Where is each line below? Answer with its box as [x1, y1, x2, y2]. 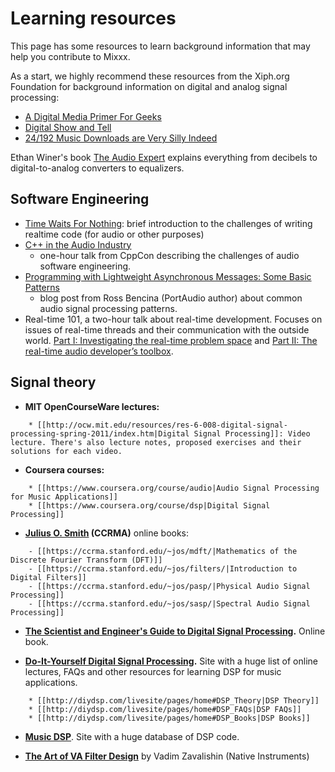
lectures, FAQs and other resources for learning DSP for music [24, 665, 282, 677]
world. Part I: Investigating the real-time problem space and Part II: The [24, 334, 318, 346]
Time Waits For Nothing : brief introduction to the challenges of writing [24, 217, 313, 229]
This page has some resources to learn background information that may [10, 40, 311, 52]
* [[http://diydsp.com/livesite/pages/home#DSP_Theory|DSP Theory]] [28, 695, 320, 706]
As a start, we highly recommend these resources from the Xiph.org [10, 70, 290, 82]
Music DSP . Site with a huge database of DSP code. [24, 730, 240, 742]
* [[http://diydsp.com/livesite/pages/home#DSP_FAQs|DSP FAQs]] [28, 704, 302, 714]
